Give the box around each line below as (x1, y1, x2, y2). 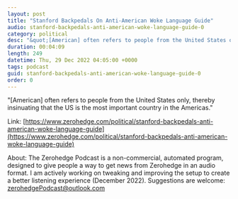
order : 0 (7, 76, 33, 84)
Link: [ (7, 117, 26, 126)
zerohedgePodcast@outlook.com (7, 184, 106, 193)
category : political (7, 30, 69, 38)
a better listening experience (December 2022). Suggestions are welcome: (7, 176, 225, 185)
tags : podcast (7, 63, 50, 70)
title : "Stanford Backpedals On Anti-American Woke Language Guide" (7, 17, 214, 24)
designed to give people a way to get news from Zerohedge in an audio (7, 161, 216, 170)
